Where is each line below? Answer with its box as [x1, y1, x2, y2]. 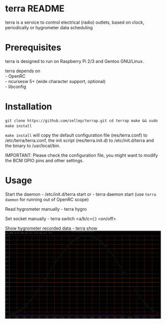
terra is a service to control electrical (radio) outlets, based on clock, [5, 19, 145, 25]
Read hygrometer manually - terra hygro [5, 206, 87, 212]
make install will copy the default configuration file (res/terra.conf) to [5, 132, 148, 138]
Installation [5, 101, 52, 112]
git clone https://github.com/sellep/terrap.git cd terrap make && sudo [5, 118, 158, 123]
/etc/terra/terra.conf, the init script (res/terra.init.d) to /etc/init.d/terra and [5, 137, 154, 143]
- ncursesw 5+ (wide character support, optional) [5, 78, 106, 84]
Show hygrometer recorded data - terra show [5, 225, 98, 231]
